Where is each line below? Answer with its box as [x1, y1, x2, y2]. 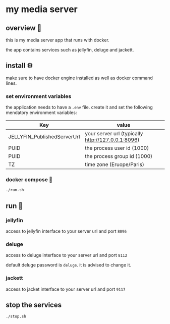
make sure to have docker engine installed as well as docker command [6, 75, 153, 81]
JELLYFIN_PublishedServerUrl [8, 133, 80, 140]
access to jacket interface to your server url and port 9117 [6, 286, 126, 292]
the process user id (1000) [85, 145, 149, 152]
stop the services [6, 300, 62, 309]
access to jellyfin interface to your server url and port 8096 [6, 228, 127, 234]
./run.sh [6, 188, 24, 193]
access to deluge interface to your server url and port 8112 [6, 252, 128, 258]
